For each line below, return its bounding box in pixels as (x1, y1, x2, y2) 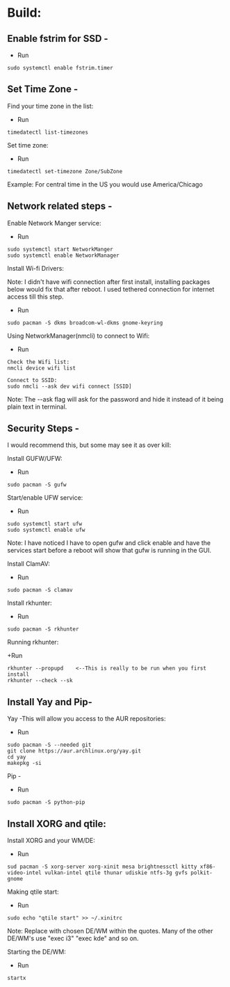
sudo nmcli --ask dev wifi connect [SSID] (7, 383, 132, 390)
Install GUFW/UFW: (7, 455, 63, 463)
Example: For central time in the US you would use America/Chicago (7, 180, 203, 189)
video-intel (7, 869, 42, 876)
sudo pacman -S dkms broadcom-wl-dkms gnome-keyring (7, 319, 163, 326)
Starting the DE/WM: (7, 948, 66, 956)
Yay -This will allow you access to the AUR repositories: (7, 715, 166, 723)
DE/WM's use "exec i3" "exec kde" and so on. (7, 934, 139, 942)
